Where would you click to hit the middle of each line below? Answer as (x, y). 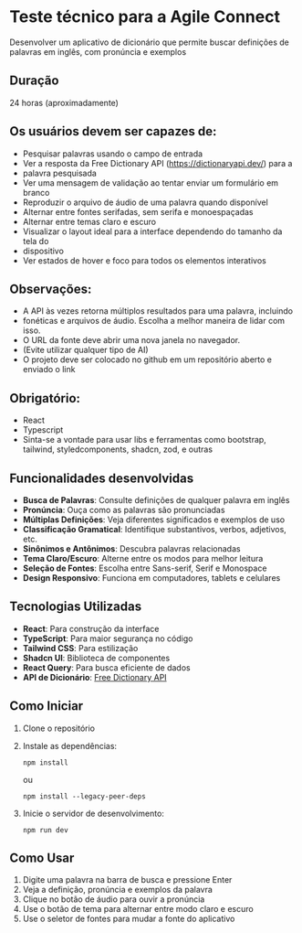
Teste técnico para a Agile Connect (145, 17)
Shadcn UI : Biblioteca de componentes (96, 658)
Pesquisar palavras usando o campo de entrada (113, 154)
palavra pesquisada (60, 173)
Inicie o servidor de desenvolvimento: (93, 813)
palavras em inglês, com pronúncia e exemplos (98, 51)
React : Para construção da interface (91, 628)
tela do (36, 241)
